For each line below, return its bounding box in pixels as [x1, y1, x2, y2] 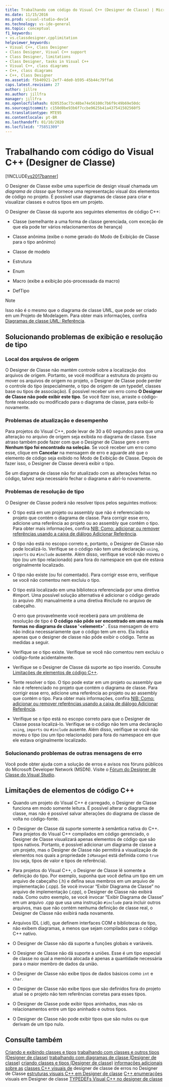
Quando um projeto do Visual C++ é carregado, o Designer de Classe [12, 800, 157, 806]
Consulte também [5, 1036, 63, 1044]
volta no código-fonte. [12, 816, 59, 822]
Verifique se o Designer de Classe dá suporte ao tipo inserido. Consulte [12, 664, 161, 670]
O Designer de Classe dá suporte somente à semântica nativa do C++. [12, 825, 159, 831]
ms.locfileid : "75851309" [5, 124, 59, 129]
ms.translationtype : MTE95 [5, 110, 62, 116]
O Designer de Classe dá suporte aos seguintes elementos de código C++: [5, 209, 160, 215]
